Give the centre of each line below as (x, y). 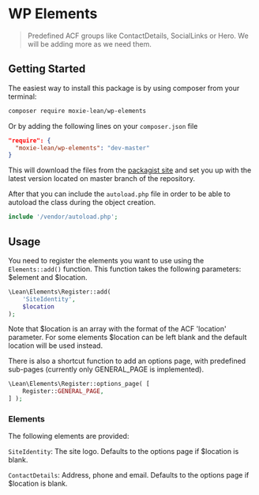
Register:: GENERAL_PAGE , (63, 391)
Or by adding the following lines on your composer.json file (103, 126)
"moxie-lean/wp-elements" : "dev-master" (83, 148)
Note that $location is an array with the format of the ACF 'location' (117, 329)
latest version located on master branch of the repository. (102, 179)
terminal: (23, 96)
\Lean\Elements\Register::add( (60, 292)
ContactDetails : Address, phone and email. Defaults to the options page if (129, 475)
